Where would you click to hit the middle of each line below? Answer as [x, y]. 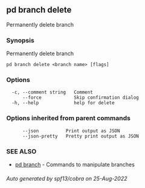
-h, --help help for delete [63, 103]
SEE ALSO [21, 151]
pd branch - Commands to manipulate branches [75, 164]
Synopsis [20, 40]
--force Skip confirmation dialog [80, 98]
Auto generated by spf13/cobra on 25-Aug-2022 [67, 178]
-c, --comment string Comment [53, 92]
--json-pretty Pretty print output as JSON [80, 136]
